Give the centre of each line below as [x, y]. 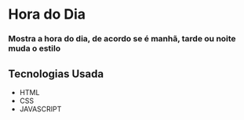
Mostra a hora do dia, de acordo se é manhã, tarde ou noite [122, 39]
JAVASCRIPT [40, 109]
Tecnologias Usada [56, 74]
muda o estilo [35, 48]
